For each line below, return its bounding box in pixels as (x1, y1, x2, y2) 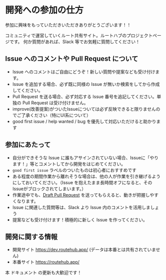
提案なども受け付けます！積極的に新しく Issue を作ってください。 (12, 216, 148, 222)
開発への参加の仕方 (5, 4, 84, 16)
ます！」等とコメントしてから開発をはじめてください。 (12, 161, 126, 167)
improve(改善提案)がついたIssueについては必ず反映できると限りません (12, 106, 156, 112)
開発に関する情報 (5, 232, 58, 241)
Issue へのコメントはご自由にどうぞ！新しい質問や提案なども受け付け (12, 69, 156, 74)
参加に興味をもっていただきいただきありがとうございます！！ (5, 22, 132, 28)
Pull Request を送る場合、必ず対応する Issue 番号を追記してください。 (12, 93, 157, 99)
